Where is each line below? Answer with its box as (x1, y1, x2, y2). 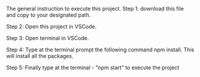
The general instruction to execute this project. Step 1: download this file (6, 5, 184, 12)
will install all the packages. (6, 53, 73, 59)
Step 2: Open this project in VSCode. (6, 23, 97, 30)
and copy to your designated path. (6, 11, 91, 19)
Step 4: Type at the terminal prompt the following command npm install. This (6, 46, 195, 53)
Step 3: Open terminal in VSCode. (6, 35, 90, 41)
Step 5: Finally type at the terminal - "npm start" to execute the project (6, 64, 180, 71)
